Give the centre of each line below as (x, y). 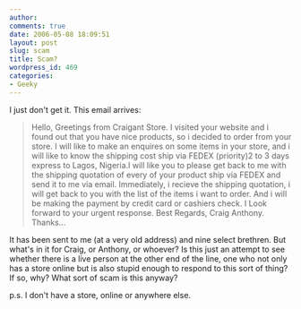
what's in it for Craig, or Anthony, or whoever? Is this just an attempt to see (147, 249)
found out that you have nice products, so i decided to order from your (161, 136)
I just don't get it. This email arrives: (75, 109)
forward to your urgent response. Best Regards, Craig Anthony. (148, 212)
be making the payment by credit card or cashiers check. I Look (149, 203)
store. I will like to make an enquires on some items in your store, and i (161, 146)
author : (24, 17)
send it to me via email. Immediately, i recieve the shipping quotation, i (161, 184)
